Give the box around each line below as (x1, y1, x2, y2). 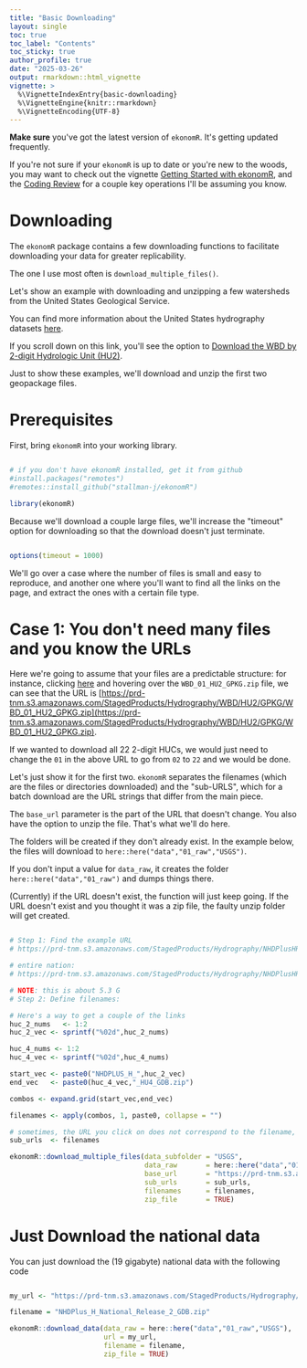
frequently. (9, 142, 50, 153)
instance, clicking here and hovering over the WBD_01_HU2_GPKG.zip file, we (9, 678, 290, 689)
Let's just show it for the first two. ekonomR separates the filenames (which (9, 772, 288, 783)
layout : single (9, 22, 68, 31)
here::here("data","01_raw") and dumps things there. (9, 873, 215, 884)
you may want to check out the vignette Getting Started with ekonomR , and (9, 169, 292, 180)
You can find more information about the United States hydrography (9, 313, 265, 324)
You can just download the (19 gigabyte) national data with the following (9, 1256, 281, 1267)
